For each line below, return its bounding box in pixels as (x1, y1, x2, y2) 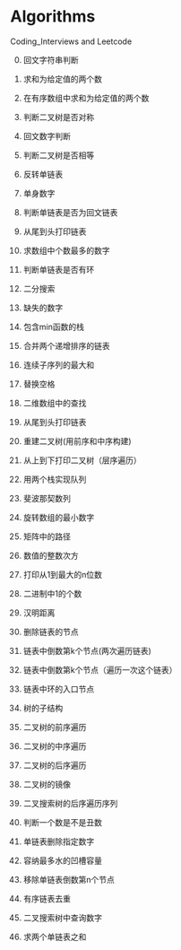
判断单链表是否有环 (22, 264, 95, 275)
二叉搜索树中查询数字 (22, 912, 102, 923)
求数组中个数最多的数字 (22, 245, 110, 256)
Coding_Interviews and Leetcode (10, 36, 133, 47)
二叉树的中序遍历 (22, 740, 87, 751)
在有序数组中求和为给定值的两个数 (22, 92, 150, 103)
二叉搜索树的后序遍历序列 (22, 797, 118, 808)
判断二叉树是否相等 (22, 150, 95, 161)
